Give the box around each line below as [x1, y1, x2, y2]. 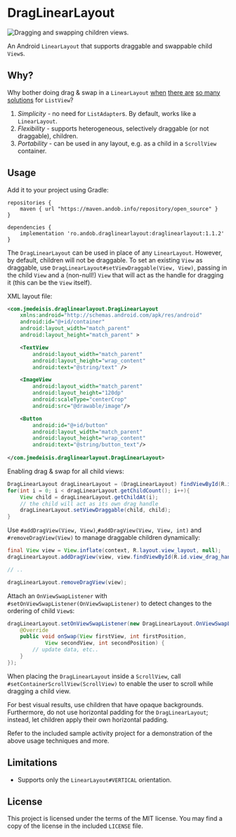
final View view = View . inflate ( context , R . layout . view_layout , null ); [7, 547, 221, 554]
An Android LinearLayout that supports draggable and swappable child [7, 41, 213, 50]
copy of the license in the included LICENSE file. [7, 822, 144, 830]
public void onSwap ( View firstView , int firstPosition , [20, 633, 188, 640]
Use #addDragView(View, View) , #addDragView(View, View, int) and [7, 526, 202, 534]
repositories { [7, 199, 52, 206]
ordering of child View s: [7, 606, 75, 615]
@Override [20, 626, 49, 633]
